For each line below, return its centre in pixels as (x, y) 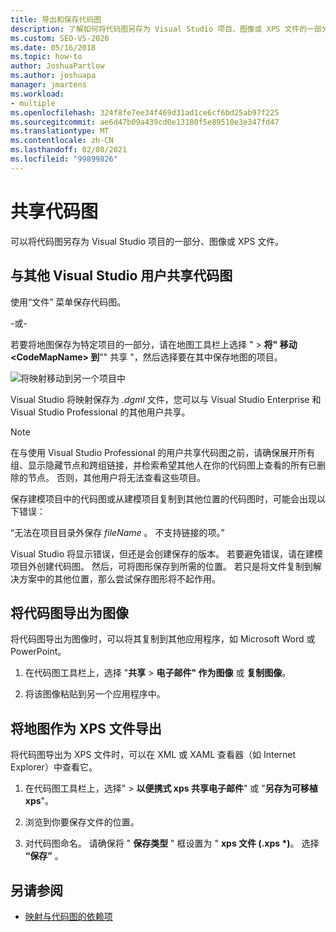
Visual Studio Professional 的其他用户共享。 (100, 412)
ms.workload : (37, 94)
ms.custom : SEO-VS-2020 (60, 38)
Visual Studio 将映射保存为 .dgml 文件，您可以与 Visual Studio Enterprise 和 (166, 399)
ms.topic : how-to (46, 57)
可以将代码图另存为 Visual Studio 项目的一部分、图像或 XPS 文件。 (147, 241)
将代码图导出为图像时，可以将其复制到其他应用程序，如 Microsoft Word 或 (163, 639)
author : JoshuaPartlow (57, 66)
